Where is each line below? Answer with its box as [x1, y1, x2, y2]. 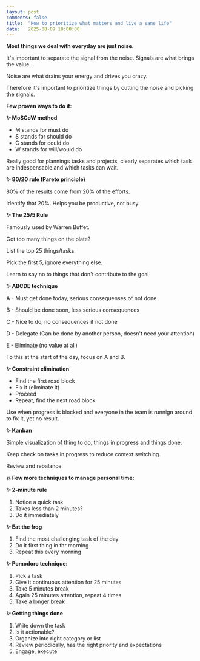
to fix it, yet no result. [6, 415, 59, 422]
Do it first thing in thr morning [15, 542, 89, 549]
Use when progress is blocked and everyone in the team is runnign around [6, 408, 193, 416]
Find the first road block [15, 377, 75, 385]
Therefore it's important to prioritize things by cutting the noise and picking [6, 84, 194, 92]
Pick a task [15, 572, 43, 580]
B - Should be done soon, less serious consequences [6, 306, 140, 313]
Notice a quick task [15, 499, 64, 506]
